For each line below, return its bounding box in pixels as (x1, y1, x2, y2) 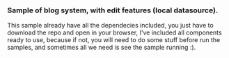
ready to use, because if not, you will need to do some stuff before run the (7, 36, 221, 44)
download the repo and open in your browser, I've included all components (7, 28, 222, 37)
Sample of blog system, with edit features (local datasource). (7, 6, 219, 15)
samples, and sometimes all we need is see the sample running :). (7, 43, 196, 52)
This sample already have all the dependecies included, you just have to (7, 21, 214, 30)
